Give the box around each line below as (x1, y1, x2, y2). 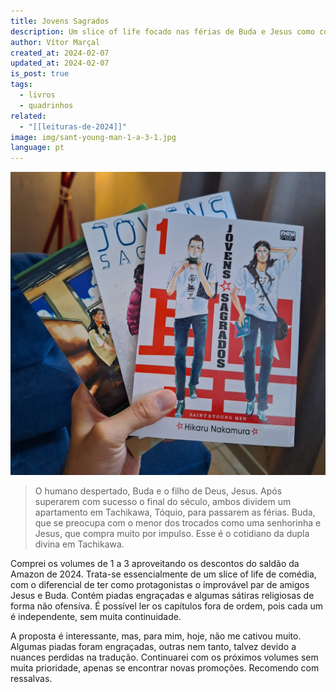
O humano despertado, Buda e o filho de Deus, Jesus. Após (34, 485, 283, 497)
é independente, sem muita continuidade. (10, 610, 182, 622)
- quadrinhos (19, 100, 74, 110)
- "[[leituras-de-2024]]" (19, 121, 128, 132)
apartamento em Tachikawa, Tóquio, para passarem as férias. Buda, (34, 506, 316, 518)
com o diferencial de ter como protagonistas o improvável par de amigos (10, 578, 310, 590)
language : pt (10, 143, 65, 153)
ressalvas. (10, 672, 53, 684)
